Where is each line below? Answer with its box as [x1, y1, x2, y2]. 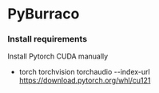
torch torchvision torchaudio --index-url [18, 67, 150, 77]
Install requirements [7, 34, 88, 45]
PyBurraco [7, 5, 80, 23]
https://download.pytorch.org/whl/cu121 [18, 75, 151, 85]
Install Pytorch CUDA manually [7, 51, 109, 61]
